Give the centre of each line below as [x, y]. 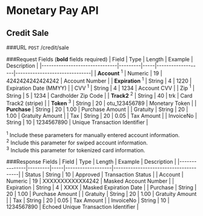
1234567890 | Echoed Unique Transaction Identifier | [72, 207]
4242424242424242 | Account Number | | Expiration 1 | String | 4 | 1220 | [99, 80]
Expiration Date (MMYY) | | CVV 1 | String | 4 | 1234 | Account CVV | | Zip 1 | [101, 87]
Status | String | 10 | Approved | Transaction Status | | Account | [104, 175]
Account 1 [110, 73]
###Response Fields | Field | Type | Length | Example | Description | [92, 162]
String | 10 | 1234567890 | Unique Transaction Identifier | [77, 123]
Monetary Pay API [52, 11]
